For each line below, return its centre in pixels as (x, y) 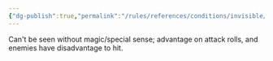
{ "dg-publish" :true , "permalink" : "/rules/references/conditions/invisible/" (139, 16)
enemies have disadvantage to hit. (66, 48)
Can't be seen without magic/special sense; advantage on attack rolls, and (133, 39)
